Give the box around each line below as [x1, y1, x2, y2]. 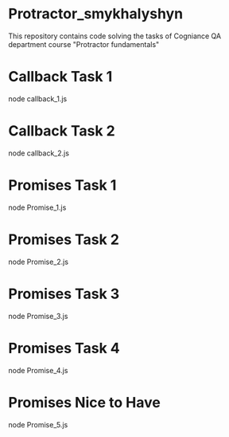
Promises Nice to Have [8, 393, 161, 411]
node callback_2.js [8, 148, 70, 158]
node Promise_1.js [8, 203, 67, 212]
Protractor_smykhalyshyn [8, 5, 184, 23]
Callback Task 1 [8, 68, 113, 86]
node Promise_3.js [8, 311, 68, 321]
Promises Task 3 [8, 285, 120, 303]
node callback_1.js [8, 93, 68, 104]
